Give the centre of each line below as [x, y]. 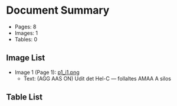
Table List [24, 97]
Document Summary [58, 10]
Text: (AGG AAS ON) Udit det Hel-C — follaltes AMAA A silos [97, 78]
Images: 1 [26, 33]
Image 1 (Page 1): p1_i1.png [47, 72]
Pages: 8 [25, 27]
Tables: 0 [26, 39]
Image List [26, 58]
